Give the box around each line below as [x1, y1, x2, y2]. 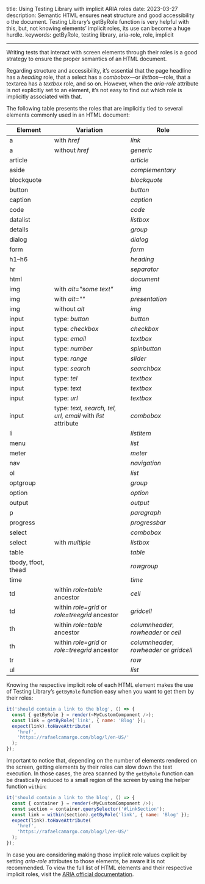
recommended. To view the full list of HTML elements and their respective [6, 864, 193, 871]
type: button [54, 314, 90, 323]
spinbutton [130, 344, 162, 353]
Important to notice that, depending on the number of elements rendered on [6, 757, 197, 764]
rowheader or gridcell [130, 646, 193, 654]
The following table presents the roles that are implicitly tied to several [6, 105, 183, 112]
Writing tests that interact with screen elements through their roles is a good [6, 49, 198, 56]
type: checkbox [54, 325, 99, 333]
